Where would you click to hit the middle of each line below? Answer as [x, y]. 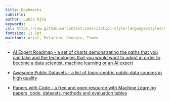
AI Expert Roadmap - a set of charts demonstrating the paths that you [85, 52]
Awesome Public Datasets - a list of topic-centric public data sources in [87, 72]
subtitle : [16, 15]
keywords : [16, 24]
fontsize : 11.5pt [24, 33]
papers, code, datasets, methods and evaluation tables [70, 93]
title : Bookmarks [24, 10]
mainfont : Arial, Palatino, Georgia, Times [52, 38]
